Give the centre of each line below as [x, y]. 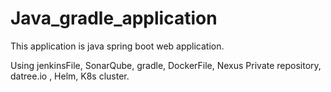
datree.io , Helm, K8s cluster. [70, 76]
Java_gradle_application [114, 18]
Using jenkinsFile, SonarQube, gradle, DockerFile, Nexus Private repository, [166, 65]
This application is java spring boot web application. [117, 46]
